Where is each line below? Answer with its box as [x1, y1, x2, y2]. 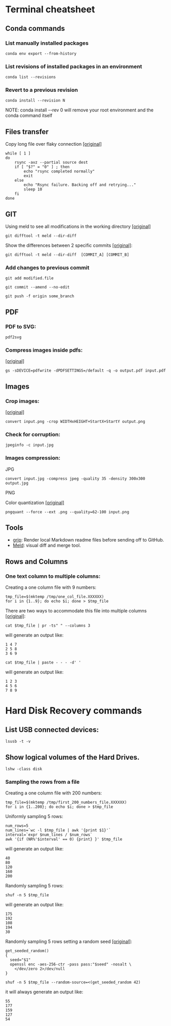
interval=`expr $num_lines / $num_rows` [5, 833, 93, 838]
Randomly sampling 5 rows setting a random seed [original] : [5, 938, 132, 945]
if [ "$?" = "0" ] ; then [14, 164, 70, 170]
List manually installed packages [5, 40, 89, 47]
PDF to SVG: [5, 323, 36, 330]
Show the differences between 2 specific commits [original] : [5, 242, 133, 248]
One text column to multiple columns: [5, 572, 101, 579]
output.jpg [5, 480, 29, 486]
